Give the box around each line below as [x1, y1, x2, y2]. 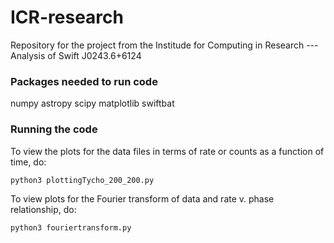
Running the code [10, 122, 98, 136]
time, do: [10, 156, 47, 168]
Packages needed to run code [10, 74, 158, 88]
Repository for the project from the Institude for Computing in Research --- [10, 39, 319, 51]
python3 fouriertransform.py [10, 222, 132, 233]
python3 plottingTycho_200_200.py [10, 175, 155, 185]
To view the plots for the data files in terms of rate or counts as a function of [10, 145, 325, 157]
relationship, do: [10, 203, 77, 215]
